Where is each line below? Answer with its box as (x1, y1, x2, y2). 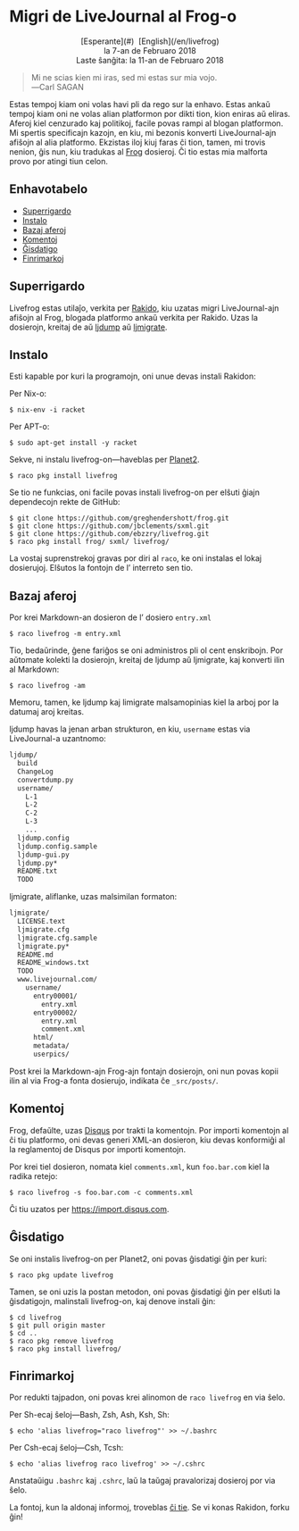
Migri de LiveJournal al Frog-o (9, 6, 237, 27)
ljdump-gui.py (17, 850, 70, 859)
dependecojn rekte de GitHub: (9, 497, 120, 507)
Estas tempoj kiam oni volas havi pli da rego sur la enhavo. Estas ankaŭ (9, 98, 270, 109)
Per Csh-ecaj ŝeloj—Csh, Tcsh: (9, 1443, 124, 1453)
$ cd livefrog (9, 1313, 62, 1322)
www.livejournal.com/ (17, 975, 98, 984)
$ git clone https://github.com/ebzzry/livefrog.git (9, 530, 210, 539)
